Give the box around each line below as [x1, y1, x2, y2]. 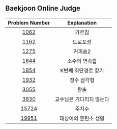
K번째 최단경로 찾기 [60, 67, 104, 74]
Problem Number [8, 19, 50, 26]
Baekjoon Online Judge [5, 4, 80, 13]
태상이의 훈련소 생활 [59, 115, 105, 122]
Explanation [67, 19, 97, 26]
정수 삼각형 [69, 76, 95, 84]
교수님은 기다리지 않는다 [55, 95, 109, 102]
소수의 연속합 [67, 57, 97, 64]
